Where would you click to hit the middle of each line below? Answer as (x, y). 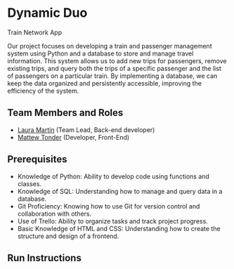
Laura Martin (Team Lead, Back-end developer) (86, 130)
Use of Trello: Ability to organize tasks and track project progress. (113, 221)
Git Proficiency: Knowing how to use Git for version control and (109, 206)
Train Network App (34, 32)
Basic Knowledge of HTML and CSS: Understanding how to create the (119, 228)
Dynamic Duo (47, 13)
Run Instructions (45, 258)
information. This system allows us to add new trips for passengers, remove (117, 60)
